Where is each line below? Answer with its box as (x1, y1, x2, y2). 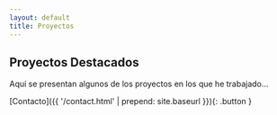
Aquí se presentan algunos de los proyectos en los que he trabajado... (9, 78, 269, 90)
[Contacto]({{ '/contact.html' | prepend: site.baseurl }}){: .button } (9, 96, 252, 107)
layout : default (9, 13, 70, 22)
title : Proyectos (9, 22, 75, 31)
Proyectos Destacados (9, 55, 139, 70)
